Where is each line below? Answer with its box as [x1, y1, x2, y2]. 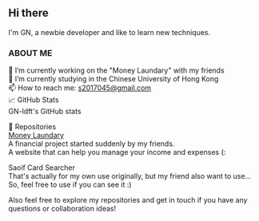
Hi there [8, 6, 50, 20]
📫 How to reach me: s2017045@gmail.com [8, 83, 152, 93]
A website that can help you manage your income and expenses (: [8, 148, 226, 157]
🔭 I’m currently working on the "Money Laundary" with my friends [8, 65, 225, 75]
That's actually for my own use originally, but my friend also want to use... [8, 172, 252, 181]
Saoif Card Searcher [8, 163, 76, 172]
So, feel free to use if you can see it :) [8, 180, 132, 190]
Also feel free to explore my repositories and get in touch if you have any [8, 195, 248, 205]
